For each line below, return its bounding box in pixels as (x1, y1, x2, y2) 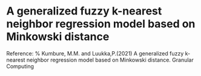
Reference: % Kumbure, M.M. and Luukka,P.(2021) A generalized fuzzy (6, 49, 184, 57)
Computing (6, 62, 35, 70)
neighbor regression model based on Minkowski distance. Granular (26, 56, 194, 63)
